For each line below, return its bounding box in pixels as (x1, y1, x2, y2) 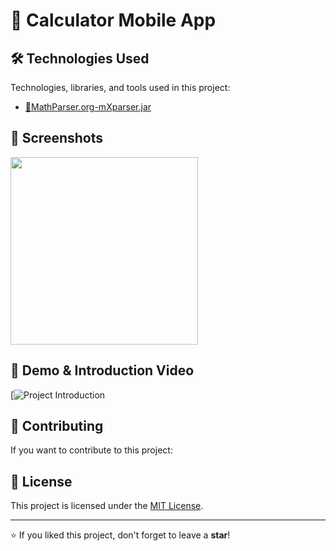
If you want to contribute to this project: (10, 444, 173, 456)
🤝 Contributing (10, 418, 104, 435)
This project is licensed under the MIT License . (10, 500, 204, 512)
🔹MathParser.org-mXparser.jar (24, 101, 152, 113)
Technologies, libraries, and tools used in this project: (10, 82, 231, 93)
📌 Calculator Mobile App (10, 9, 217, 32)
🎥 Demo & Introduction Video (10, 362, 195, 379)
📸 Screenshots (10, 130, 104, 147)
